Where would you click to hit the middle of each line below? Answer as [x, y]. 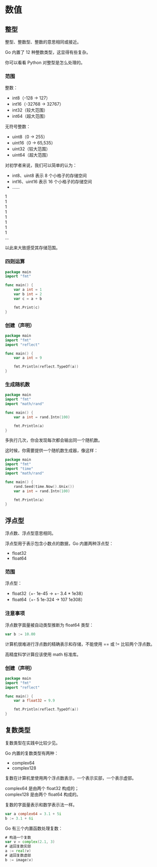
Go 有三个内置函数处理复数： [34, 828]
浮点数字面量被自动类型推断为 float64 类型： [50, 625]
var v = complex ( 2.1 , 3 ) [30, 842]
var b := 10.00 [20, 634]
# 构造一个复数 [18, 837]
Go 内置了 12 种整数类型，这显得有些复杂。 [48, 52]
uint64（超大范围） [31, 155]
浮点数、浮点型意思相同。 [30, 533]
